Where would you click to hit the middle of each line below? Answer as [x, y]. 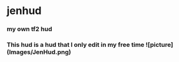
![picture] [159, 45]
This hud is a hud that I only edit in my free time [76, 45]
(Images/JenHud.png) [39, 52]
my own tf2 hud [29, 29]
